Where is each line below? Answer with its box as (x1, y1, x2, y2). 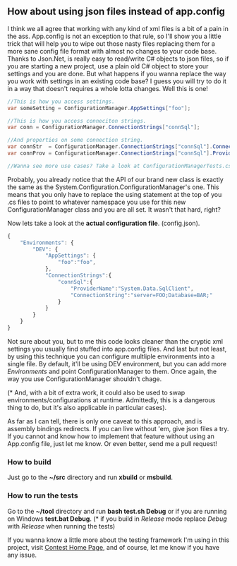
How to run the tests (7, 490, 79, 500)
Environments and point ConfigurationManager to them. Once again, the (7, 367, 217, 375)
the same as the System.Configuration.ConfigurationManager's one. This (7, 183, 219, 191)
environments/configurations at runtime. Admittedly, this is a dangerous (7, 395, 216, 404)
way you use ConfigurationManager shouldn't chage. (7, 374, 162, 383)
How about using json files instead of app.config (7, 6, 226, 18)
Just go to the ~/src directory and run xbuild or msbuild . (7, 473, 174, 482)
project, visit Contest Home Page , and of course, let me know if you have (7, 543, 220, 551)
